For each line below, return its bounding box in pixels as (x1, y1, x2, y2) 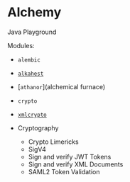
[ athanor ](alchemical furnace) (17, 82, 106, 91)
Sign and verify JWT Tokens (28, 152, 112, 161)
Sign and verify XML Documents (28, 160, 124, 169)
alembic (17, 56, 40, 64)
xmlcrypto (17, 111, 48, 118)
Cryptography (17, 123, 59, 132)
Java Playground (7, 28, 57, 36)
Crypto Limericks (28, 137, 80, 146)
